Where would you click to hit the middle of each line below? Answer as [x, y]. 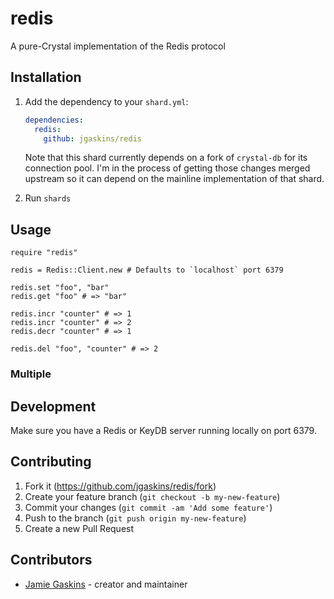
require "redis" [44, 253]
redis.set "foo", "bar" [60, 288]
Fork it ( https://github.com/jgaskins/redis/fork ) [120, 486]
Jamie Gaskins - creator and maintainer [106, 584]
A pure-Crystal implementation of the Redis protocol [118, 46]
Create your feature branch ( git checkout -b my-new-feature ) [152, 496]
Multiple [31, 374]
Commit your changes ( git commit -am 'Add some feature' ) [148, 507]
